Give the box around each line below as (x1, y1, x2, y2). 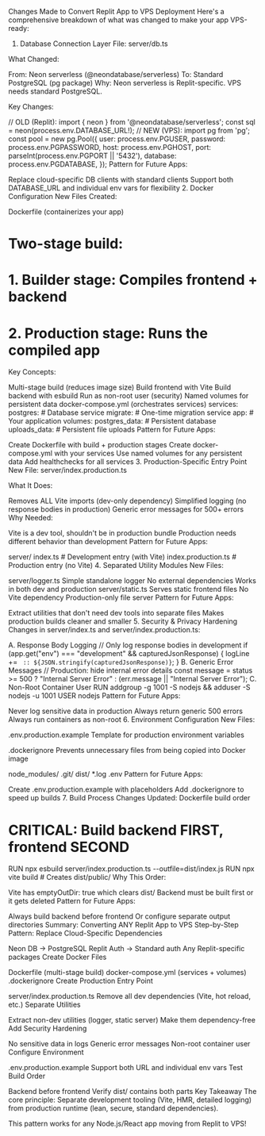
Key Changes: (8, 102, 54, 111)
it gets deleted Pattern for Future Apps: (8, 896, 136, 906)
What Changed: (8, 55, 60, 63)
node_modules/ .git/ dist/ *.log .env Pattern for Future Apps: (8, 769, 204, 779)
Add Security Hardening (8, 1023, 87, 1034)
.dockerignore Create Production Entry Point (8, 976, 153, 986)
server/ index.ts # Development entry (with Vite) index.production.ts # (8, 552, 236, 562)
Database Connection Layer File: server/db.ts (19, 39, 168, 48)
